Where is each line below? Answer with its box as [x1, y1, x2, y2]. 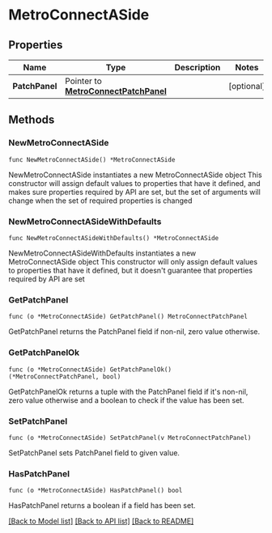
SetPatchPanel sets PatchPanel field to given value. [8, 447, 181, 458]
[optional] [227, 81, 266, 91]
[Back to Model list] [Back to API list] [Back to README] [8, 516, 194, 527]
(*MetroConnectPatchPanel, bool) [8, 372, 121, 381]
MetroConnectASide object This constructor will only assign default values [8, 256, 257, 266]
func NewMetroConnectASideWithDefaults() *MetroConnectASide [8, 234, 219, 242]
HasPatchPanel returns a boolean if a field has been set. [8, 501, 196, 510]
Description [174, 62, 221, 73]
